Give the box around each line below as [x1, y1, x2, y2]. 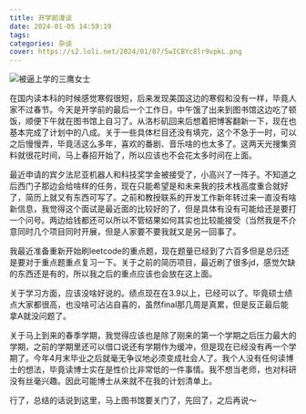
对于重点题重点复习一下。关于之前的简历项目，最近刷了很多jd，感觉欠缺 [25, 257, 296, 268]
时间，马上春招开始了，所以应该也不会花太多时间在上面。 [40, 150, 257, 160]
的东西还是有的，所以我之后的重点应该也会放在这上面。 [9, 268, 217, 279]
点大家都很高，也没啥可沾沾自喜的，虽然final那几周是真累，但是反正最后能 [9, 299, 290, 310]
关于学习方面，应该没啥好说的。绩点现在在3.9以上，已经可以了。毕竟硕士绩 [9, 288, 293, 299]
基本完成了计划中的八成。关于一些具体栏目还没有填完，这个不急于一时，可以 [9, 127, 297, 138]
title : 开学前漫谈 [9, 13, 73, 23]
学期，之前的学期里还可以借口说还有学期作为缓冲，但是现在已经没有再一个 [9, 341, 289, 352]
